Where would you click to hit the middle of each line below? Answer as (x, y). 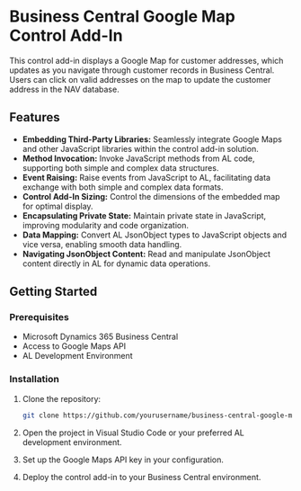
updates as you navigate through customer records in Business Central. (142, 70)
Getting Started (53, 292)
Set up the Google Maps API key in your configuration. (123, 460)
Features (35, 117)
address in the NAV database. (64, 89)
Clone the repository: (62, 398)
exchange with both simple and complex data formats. (123, 187)
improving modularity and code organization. (105, 225)
